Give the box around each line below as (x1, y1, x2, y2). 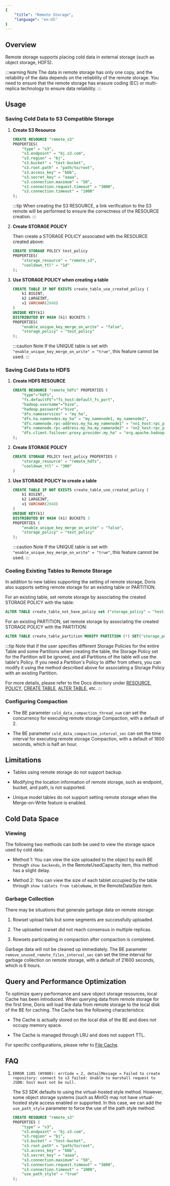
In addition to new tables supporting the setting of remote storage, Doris (5, 579, 156, 585)
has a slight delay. (12, 868, 51, 874)
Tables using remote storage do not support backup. (12, 769, 122, 776)
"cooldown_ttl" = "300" (22, 463, 72, 468)
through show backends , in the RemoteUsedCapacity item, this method (12, 862, 158, 868)
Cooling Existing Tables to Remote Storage (5, 568, 112, 575)
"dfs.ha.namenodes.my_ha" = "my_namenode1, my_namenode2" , (22, 416, 149, 421)
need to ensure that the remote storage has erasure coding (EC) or (5, 80, 144, 86)
